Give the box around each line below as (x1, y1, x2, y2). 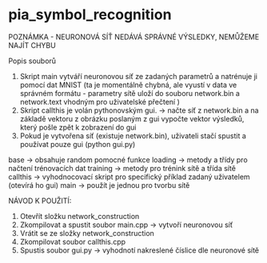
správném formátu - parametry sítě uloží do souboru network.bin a (19, 88, 240, 98)
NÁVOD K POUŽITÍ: (8, 196, 72, 205)
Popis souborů (8, 56, 57, 66)
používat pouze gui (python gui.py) (19, 139, 136, 149)
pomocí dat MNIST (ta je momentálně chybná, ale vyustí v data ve (19, 80, 237, 90)
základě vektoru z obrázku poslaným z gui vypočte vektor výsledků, (19, 114, 245, 123)
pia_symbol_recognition (8, 6, 172, 24)
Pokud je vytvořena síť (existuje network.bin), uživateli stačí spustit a (19, 130, 246, 141)
